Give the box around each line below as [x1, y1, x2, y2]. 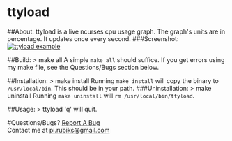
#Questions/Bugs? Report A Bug [7, 118, 100, 126]
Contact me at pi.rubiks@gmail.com [7, 126, 110, 134]
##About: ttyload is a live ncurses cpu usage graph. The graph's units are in [7, 27, 225, 36]
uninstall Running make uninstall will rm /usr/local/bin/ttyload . [7, 91, 195, 100]
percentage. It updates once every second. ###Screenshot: [7, 34, 179, 43]
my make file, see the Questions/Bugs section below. [7, 63, 159, 71]
